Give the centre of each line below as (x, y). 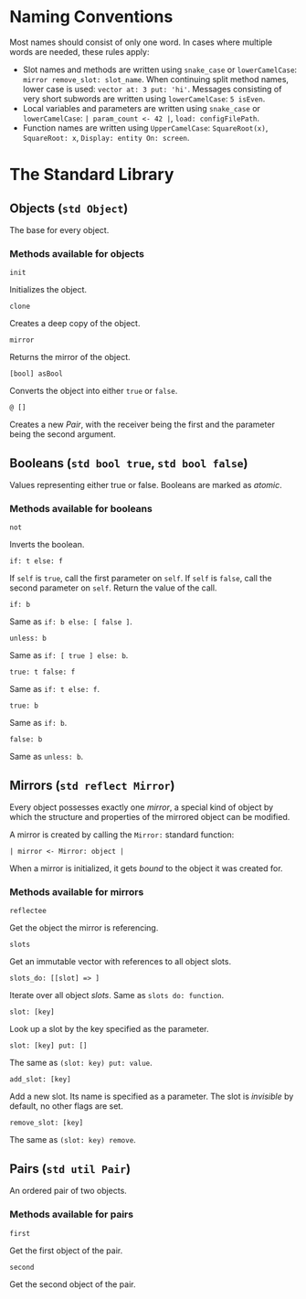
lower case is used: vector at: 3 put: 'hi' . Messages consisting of (152, 89)
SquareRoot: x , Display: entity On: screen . (106, 137)
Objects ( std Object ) (69, 208)
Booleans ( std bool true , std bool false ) (129, 463)
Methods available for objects (77, 253)
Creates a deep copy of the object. (75, 324)
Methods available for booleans (81, 508)
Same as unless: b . (47, 757)
